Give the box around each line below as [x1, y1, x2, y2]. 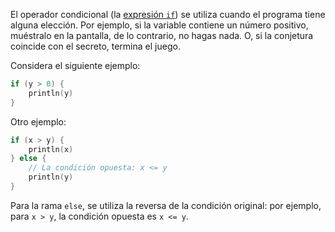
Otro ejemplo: [10, 115, 67, 128]
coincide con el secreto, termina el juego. [10, 40, 181, 52]
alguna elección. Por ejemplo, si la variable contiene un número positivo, [10, 19, 309, 31]
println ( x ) [28, 144, 74, 154]
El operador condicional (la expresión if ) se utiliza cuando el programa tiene [10, 9, 326, 20]
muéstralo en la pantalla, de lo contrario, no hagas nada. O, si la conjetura [10, 30, 314, 41]
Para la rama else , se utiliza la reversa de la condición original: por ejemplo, [10, 199, 322, 211]
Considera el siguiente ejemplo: [10, 60, 141, 71]
